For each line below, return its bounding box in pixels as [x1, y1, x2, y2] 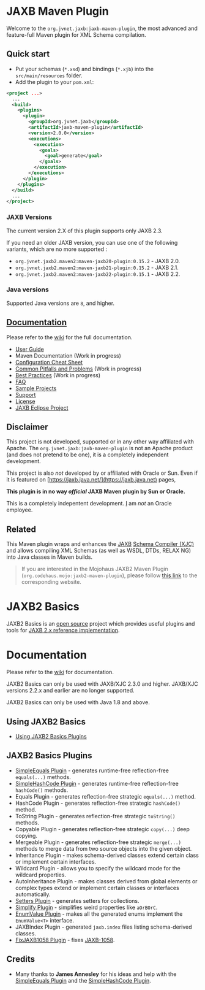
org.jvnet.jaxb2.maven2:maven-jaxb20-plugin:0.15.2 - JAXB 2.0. [15, 257, 181, 264]
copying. [15, 832, 38, 839]
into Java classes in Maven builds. [6, 553, 93, 561]
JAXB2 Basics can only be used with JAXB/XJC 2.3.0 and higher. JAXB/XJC [6, 680, 198, 688]
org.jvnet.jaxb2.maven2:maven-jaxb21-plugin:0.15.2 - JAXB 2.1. [15, 264, 179, 271]
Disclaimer [6, 422, 48, 432]
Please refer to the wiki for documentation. [6, 669, 114, 676]
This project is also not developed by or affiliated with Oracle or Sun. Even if [6, 469, 198, 477]
